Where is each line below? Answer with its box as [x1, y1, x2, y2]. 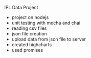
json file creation [11, 31, 48, 36]
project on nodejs [11, 14, 49, 20]
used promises [11, 47, 43, 53]
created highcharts [11, 42, 52, 48]
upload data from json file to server [11, 36, 86, 42]
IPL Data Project [4, 5, 38, 10]
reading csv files [11, 25, 47, 31]
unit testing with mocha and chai [11, 20, 81, 26]
